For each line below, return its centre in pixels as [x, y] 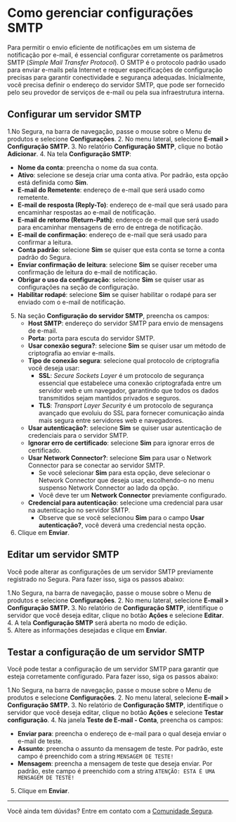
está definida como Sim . [53, 182]
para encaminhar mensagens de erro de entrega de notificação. [110, 227]
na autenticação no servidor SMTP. [79, 510]
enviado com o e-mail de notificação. [71, 302]
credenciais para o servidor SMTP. [78, 435]
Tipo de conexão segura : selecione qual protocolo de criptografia [124, 360]
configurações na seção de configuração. [78, 287]
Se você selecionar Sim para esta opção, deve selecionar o [124, 472]
